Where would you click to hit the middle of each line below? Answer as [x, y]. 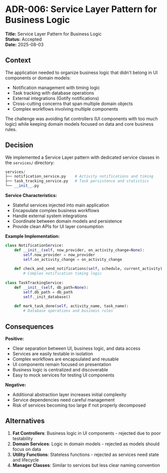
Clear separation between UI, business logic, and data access [76, 348]
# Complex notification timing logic [62, 273]
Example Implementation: [33, 236]
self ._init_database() [47, 297]
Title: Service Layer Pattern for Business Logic [53, 34]
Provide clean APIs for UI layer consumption [58, 227]
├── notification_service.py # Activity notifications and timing [79, 176]
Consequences [30, 326]
